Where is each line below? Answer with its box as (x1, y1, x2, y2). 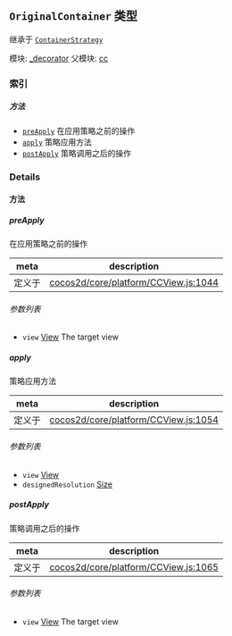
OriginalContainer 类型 (9, 8, 138, 24)
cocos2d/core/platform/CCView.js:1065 (49, 561, 219, 573)
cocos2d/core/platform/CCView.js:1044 (49, 276, 219, 289)
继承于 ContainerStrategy (9, 34, 104, 45)
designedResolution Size (21, 479, 113, 490)
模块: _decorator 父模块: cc (9, 53, 109, 63)
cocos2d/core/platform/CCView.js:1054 (49, 414, 219, 426)
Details (9, 171, 41, 183)
